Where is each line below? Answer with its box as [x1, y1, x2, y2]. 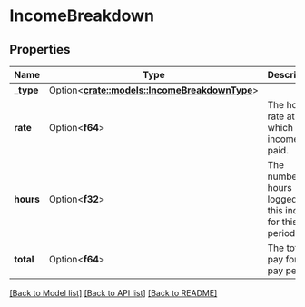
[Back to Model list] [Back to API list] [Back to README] [9, 288, 218, 298]
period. [267, 227, 298, 239]
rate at [267, 110, 295, 123]
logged [267, 193, 298, 205]
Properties [9, 42, 71, 57]
